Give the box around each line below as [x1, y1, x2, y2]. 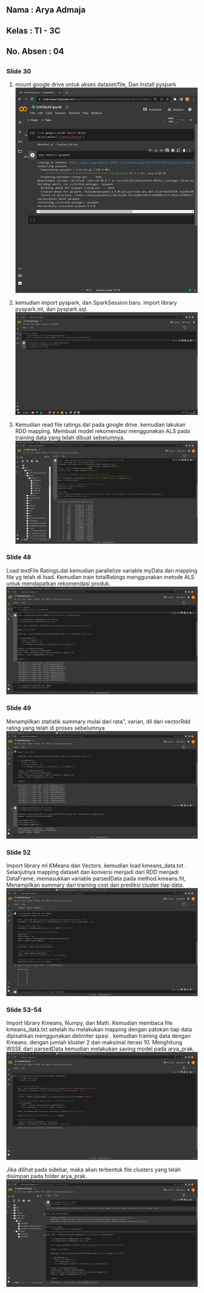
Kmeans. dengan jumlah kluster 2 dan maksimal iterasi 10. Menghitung [6, 1039, 183, 1046]
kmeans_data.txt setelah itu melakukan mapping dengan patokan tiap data [6, 1026, 192, 1033]
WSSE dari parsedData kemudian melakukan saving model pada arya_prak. [6, 1045, 195, 1053]
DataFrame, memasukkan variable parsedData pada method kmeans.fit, [6, 875, 186, 882]
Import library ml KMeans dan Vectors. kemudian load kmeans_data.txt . [6, 862, 186, 869]
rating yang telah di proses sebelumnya [6, 724, 105, 732]
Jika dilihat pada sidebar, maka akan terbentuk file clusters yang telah [6, 1166, 181, 1173]
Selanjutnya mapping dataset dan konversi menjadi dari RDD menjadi [6, 868, 179, 876]
